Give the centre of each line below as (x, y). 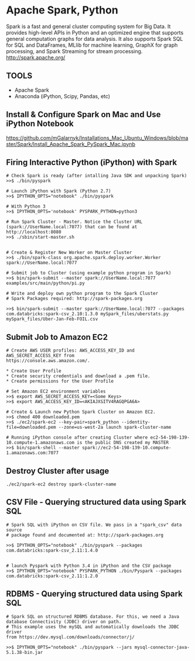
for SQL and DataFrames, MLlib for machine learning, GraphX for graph (92, 45)
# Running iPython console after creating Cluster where (77, 438)
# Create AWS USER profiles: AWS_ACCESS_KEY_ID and (70, 351)
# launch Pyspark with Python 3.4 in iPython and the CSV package (89, 566)
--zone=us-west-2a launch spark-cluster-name (115, 428)
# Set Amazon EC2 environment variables (56, 392)
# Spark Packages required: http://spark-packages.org (74, 299)
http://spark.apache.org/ (36, 57)
